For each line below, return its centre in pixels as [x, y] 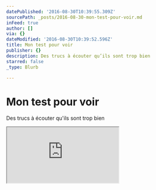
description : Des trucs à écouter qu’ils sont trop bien [78, 56]
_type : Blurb [22, 67]
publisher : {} [24, 51]
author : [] [20, 28]
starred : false [25, 61]
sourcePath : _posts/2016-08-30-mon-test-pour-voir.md [74, 17]
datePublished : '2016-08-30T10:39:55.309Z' [61, 12]
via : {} [16, 34]
